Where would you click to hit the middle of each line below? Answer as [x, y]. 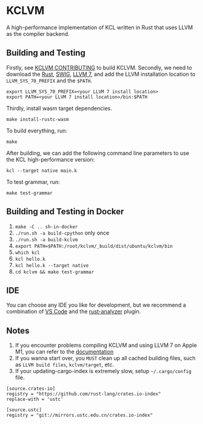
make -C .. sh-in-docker [46, 227]
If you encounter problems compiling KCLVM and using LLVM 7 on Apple [106, 345]
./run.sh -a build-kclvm [46, 240]
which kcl [28, 253]
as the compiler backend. [38, 33]
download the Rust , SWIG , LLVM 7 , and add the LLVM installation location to [101, 74]
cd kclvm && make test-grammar [55, 272]
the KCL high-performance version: [51, 159]
